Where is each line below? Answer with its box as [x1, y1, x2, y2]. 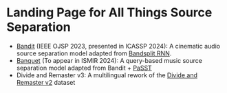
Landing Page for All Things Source [6, 5, 213, 21]
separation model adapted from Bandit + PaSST [16, 64, 152, 72]
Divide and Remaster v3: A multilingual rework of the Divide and [16, 70, 197, 79]
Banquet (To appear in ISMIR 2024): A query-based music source [16, 56, 202, 64]
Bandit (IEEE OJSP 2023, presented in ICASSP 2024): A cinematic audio [16, 42, 221, 50]
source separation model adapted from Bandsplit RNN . [16, 49, 172, 57]
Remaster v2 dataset [16, 78, 76, 86]
